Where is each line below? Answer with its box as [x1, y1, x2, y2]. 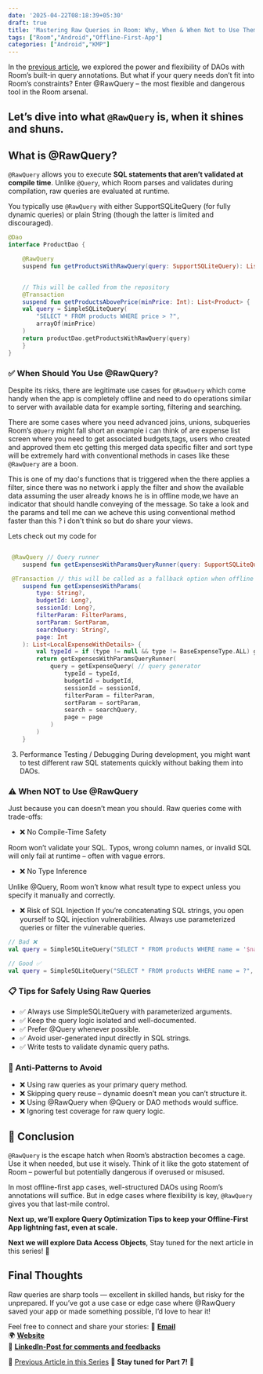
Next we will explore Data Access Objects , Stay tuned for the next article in [8, 1237, 254, 1247]
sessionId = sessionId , [63, 684, 142, 692]
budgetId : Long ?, [36, 597, 92, 605]
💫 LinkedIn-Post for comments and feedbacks [8, 1342, 161, 1351]
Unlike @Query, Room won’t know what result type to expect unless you [8, 883, 241, 892]
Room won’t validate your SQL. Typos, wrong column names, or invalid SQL [8, 843, 252, 853]
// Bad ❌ [8, 938, 38, 946]
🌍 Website [8, 1330, 45, 1339]
